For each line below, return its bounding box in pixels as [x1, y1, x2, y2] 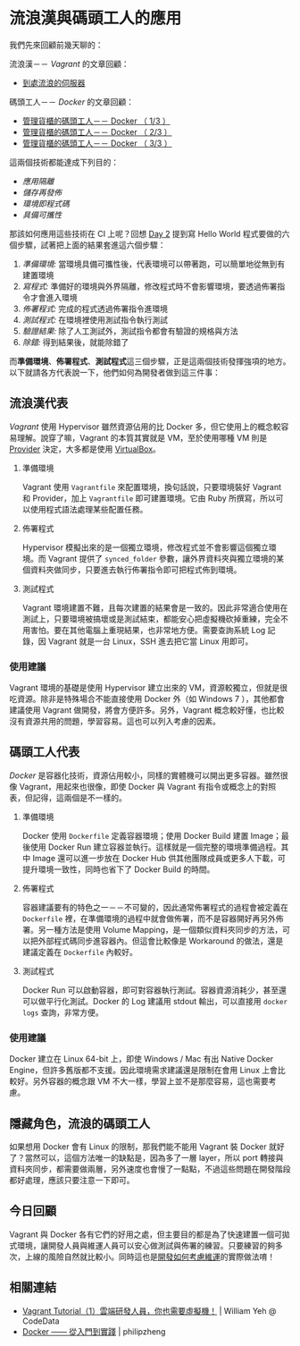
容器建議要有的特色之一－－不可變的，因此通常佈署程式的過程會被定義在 [21, 902, 288, 912]
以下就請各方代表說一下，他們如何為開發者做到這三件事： [9, 367, 221, 377]
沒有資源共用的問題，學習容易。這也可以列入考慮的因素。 [9, 716, 221, 727]
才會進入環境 [29, 292, 78, 302]
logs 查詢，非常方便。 [21, 1007, 104, 1018]
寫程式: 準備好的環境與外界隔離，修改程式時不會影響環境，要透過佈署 [21, 281, 278, 292]
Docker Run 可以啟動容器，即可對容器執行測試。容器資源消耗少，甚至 [21, 985, 279, 995]
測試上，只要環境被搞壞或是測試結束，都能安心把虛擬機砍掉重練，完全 [21, 614, 281, 624]
